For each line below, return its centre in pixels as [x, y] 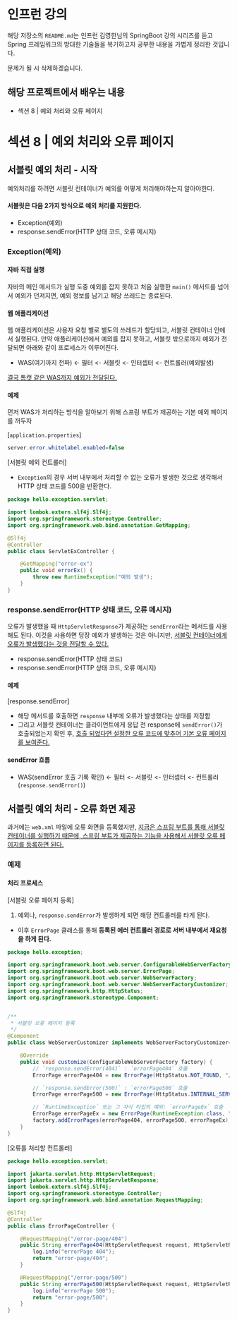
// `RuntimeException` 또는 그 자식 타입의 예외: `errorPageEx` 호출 [128, 1107]
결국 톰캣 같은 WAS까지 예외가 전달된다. [62, 377]
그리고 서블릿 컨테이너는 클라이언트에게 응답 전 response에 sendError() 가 [120, 725]
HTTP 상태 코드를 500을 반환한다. [64, 486]
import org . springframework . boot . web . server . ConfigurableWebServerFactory [120, 965]
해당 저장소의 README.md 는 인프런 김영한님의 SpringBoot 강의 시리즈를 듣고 [110, 35]
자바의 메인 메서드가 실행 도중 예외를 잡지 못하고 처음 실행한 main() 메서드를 [112, 287]
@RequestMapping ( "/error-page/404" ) [74, 1239]
